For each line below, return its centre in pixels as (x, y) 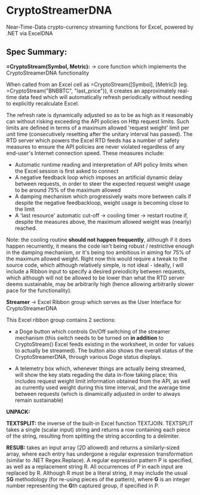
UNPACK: (18, 411)
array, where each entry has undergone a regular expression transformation (99, 454)
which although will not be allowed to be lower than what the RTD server (95, 278)
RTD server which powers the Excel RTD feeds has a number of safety (93, 140)
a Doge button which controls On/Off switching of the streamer (92, 331)
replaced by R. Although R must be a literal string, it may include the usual (97, 473)
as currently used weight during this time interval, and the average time (102, 387)
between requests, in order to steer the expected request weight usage (102, 183)
